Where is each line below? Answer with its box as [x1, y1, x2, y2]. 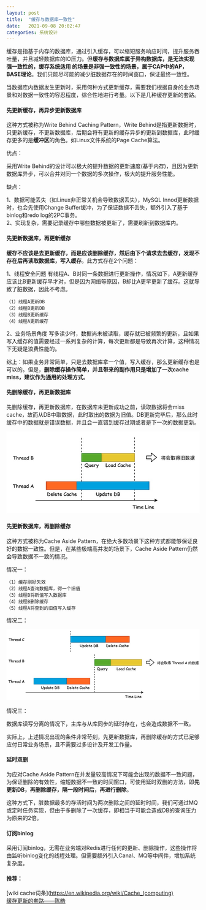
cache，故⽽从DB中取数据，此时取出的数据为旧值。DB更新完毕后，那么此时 [6, 411, 198, 418]
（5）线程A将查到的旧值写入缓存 [6, 605, 76, 611]
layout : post [6, 10, 40, 16]
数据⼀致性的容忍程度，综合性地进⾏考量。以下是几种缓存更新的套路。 [22, 91, 200, 99]
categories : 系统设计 [6, 29, 58, 36]
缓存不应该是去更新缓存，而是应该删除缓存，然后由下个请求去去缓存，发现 [6, 249, 194, 257]
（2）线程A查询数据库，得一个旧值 [6, 585, 81, 591]
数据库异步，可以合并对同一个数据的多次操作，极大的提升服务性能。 [6, 170, 178, 178]
